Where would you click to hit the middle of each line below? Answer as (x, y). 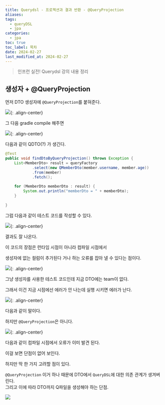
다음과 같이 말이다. (23, 310)
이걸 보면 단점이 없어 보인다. (33, 353)
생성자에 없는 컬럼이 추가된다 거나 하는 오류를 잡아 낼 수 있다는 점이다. (73, 258)
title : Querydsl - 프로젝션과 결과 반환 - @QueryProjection (64, 10)
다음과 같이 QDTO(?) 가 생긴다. (36, 144)
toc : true (16, 43)
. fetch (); (42, 177)
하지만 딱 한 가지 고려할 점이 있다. (38, 364)
